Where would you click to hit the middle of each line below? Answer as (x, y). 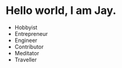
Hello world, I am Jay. (61, 11)
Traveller (26, 59)
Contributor (29, 47)
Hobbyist (26, 27)
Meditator (27, 53)
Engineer (26, 40)
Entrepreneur (31, 33)
